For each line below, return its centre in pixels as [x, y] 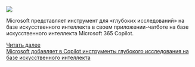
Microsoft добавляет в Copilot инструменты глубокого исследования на [97, 51]
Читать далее [23, 45]
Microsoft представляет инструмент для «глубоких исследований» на [95, 21]
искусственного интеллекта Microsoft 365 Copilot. [70, 33]
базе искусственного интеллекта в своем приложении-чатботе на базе [97, 27]
